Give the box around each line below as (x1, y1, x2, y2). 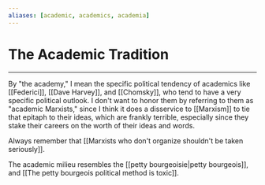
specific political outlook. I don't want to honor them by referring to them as (8, 95, 254, 105)
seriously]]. (8, 144, 45, 154)
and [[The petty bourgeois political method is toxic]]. (8, 168, 179, 177)
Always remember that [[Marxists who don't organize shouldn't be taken (8, 135, 244, 146)
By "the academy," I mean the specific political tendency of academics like (8, 79, 251, 88)
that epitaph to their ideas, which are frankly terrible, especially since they (8, 112, 249, 122)
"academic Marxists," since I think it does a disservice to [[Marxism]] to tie (8, 104, 250, 113)
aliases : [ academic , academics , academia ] (8, 11, 150, 20)
